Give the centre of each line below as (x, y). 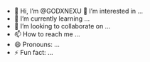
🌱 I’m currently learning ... (52, 19)
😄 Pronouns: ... (37, 44)
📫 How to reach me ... (47, 34)
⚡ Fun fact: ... (33, 52)
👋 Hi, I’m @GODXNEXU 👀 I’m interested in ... (79, 11)
